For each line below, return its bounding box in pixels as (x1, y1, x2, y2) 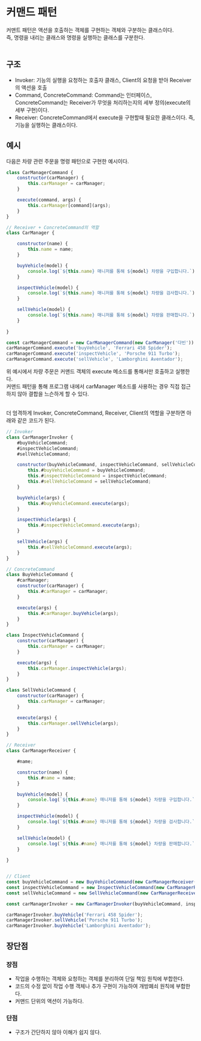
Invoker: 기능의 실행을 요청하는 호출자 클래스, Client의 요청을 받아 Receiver (14, 76, 191, 84)
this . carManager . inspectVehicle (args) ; (28, 665, 127, 671)
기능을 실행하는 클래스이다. (14, 121, 78, 129)
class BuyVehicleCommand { (6, 572, 74, 578)
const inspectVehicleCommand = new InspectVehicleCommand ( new (6, 884, 165, 890)
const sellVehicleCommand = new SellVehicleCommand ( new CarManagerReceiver (6, 890, 199, 896)
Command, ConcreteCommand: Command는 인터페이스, (14, 91, 153, 99)
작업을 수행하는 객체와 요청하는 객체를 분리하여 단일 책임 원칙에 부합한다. (14, 975, 184, 982)
